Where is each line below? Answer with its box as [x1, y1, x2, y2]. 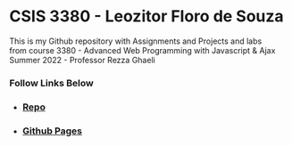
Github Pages [21, 125, 83, 137]
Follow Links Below [9, 77, 94, 89]
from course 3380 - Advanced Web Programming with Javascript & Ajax [9, 45, 276, 55]
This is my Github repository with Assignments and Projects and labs [9, 36, 263, 46]
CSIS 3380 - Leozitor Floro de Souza [9, 6, 284, 27]
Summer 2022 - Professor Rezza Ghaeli [9, 54, 156, 65]
